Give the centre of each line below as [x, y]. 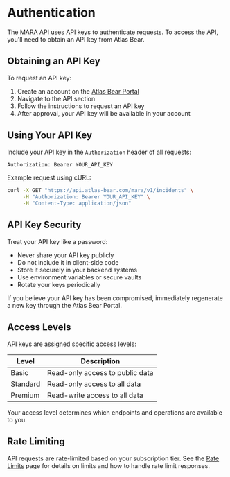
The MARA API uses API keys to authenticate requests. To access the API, [113, 32]
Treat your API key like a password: [57, 241]
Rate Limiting [36, 442]
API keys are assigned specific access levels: [72, 344]
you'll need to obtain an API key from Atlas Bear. [76, 39]
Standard [26, 384]
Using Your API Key [50, 136]
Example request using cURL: [49, 177]
